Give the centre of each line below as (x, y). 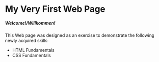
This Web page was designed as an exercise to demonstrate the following (80, 35)
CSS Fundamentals (31, 56)
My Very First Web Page (55, 9)
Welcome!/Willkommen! (30, 23)
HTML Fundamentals (33, 50)
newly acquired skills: (27, 41)
